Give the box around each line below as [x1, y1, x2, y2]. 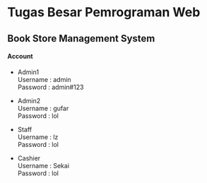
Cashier [17, 153, 41, 163]
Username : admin [17, 75, 72, 83]
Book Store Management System [7, 33, 155, 45]
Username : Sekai [17, 161, 69, 170]
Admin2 [17, 96, 41, 105]
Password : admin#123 [17, 83, 84, 91]
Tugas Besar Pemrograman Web [7, 4, 201, 20]
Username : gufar [17, 104, 69, 112]
